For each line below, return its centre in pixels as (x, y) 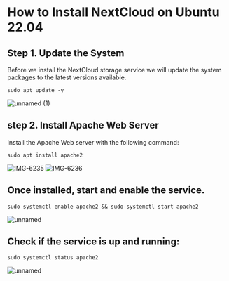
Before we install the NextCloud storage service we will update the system (114, 70)
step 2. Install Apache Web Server (83, 125)
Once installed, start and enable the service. (106, 190)
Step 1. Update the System (66, 53)
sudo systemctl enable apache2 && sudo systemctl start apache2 (103, 207)
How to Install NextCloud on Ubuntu (113, 12)
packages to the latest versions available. (67, 77)
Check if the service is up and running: (93, 242)
